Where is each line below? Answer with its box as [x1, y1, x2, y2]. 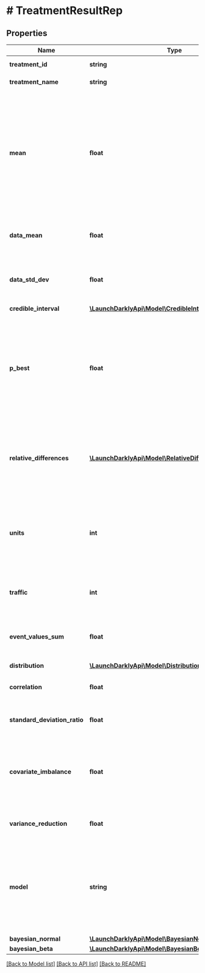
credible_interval [9, 305, 60, 313]
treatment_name [9, 78, 59, 86]
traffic [9, 588, 28, 596]
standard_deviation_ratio [9, 715, 84, 724]
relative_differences [9, 454, 69, 462]
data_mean [9, 231, 43, 239]
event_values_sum [9, 632, 64, 641]
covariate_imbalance [9, 767, 71, 776]
